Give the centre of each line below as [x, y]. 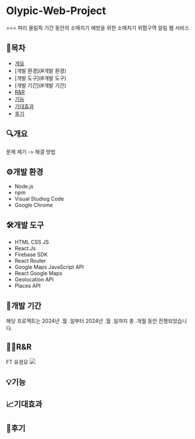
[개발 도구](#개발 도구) [40, 78]
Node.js [24, 187]
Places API [28, 286]
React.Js [25, 248]
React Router [30, 261]
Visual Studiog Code [39, 199]
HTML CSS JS [32, 242]
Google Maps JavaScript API [49, 267]
